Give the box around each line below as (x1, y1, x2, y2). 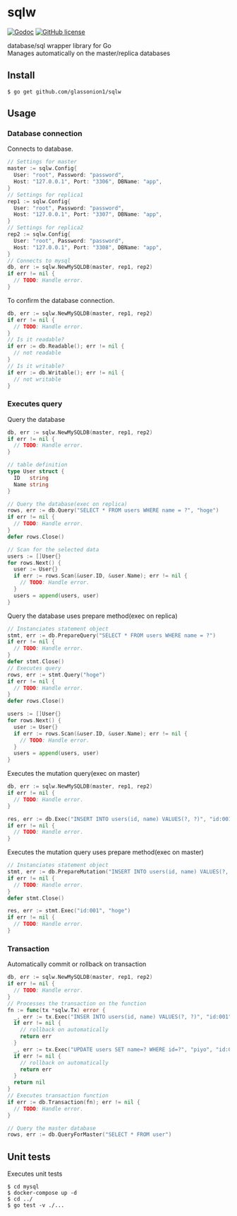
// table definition (7, 461, 68, 469)
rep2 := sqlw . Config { (7, 231, 71, 238)
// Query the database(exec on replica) (7, 500, 128, 507)
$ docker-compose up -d (7, 1190, 78, 1197)
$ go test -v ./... (7, 1202, 65, 1209)
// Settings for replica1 (7, 191, 83, 198)
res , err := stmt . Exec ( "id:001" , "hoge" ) (7, 907, 131, 914)
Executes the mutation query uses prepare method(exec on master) (7, 848, 205, 856)
